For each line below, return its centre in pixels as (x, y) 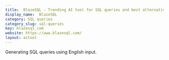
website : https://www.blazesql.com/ (44, 33)
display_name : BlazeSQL (31, 14)
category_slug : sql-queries (35, 24)
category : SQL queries (29, 19)
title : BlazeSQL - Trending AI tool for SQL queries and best (73, 10)
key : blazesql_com (24, 28)
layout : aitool (21, 38)
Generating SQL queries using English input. (51, 52)
